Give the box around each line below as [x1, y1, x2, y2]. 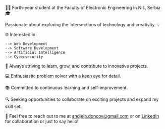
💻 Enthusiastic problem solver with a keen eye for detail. [5, 73, 121, 79]
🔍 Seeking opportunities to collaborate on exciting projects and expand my [5, 96, 159, 102]
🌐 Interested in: [5, 32, 37, 37]
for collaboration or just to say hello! [5, 119, 79, 124]
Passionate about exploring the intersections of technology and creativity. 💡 [5, 22, 160, 27]
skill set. [5, 104, 22, 109]
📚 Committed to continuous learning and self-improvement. [5, 85, 128, 90]
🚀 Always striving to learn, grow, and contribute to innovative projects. [5, 63, 149, 69]
